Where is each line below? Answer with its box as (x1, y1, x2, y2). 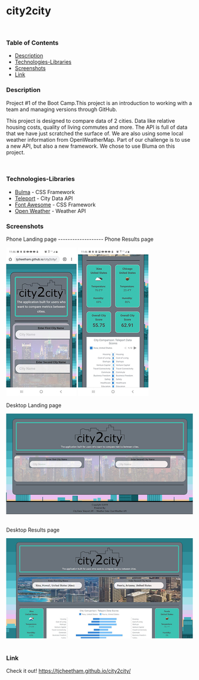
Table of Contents (6, 39, 59, 47)
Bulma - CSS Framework (14, 188, 75, 195)
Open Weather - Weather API (14, 207, 86, 214)
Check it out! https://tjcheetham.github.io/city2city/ (6, 668, 131, 675)
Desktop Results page (6, 526, 60, 533)
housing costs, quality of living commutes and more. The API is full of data (6, 123, 188, 131)
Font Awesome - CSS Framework (14, 201, 96, 208)
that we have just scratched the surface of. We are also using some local (6, 129, 184, 137)
